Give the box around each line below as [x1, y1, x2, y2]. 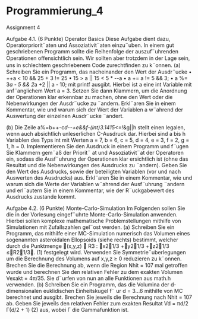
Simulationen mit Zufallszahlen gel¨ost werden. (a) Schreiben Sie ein [6, 224, 175, 231]
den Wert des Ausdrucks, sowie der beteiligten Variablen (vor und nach [6, 168, 181, 175]
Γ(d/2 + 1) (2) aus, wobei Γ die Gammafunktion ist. [6, 306, 129, 313]
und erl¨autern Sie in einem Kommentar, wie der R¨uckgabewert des [6, 187, 175, 194]
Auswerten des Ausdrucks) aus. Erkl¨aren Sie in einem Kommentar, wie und [6, 174, 193, 181]
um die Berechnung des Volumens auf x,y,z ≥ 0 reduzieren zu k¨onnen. [6, 255, 182, 262]
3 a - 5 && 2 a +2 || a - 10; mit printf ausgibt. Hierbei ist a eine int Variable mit [6, 81, 192, 88]
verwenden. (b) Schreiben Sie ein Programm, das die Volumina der [6, 280, 169, 288]
